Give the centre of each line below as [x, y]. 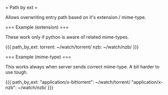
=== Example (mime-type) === [38, 57]
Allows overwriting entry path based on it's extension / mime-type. [76, 17]
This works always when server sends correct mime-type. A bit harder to [82, 67]
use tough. [17, 72]
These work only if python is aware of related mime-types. [67, 37]
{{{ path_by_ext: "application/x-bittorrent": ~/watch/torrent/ [68, 82]
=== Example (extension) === [37, 27]
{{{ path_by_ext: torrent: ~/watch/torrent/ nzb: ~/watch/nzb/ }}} [72, 47]
